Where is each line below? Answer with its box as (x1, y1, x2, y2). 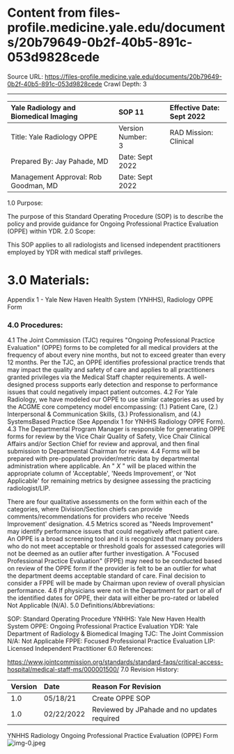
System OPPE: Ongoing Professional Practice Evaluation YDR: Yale (7, 622, 198, 631)
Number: (118, 132, 148, 141)
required (91, 714, 120, 723)
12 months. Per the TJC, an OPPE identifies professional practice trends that (7, 358, 225, 367)
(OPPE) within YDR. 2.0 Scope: (7, 226, 96, 235)
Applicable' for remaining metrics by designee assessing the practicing (7, 477, 211, 485)
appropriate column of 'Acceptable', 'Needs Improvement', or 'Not (7, 469, 196, 478)
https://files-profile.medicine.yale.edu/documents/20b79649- (45, 72, 222, 81)
